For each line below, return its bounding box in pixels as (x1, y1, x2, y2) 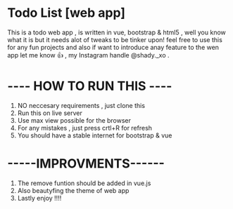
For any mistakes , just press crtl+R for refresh (17, 123, 153, 132)
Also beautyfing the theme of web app (17, 186, 130, 194)
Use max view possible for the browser (17, 116, 132, 124)
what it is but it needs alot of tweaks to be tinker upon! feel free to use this (7, 35, 223, 43)
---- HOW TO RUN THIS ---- (7, 79, 172, 94)
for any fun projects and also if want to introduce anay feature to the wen (7, 43, 220, 51)
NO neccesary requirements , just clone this (17, 101, 146, 109)
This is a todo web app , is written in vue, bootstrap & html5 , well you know (7, 28, 227, 36)
